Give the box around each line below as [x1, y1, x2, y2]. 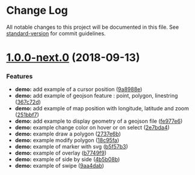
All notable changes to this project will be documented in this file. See [6, 23, 179, 31]
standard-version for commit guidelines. [6, 29, 106, 37]
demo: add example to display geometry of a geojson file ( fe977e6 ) [14, 117, 183, 125]
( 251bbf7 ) [14, 111, 39, 119]
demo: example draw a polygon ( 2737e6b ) [14, 130, 122, 138]
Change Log [6, 4, 68, 17]
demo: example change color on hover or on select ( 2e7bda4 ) [14, 124, 170, 131]
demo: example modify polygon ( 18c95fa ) [14, 137, 119, 144]
